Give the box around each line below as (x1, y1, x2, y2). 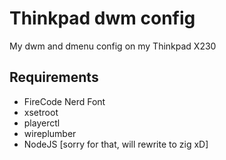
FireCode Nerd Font (23, 95, 106, 107)
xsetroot (23, 106, 59, 118)
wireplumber (23, 127, 77, 139)
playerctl (23, 117, 61, 129)
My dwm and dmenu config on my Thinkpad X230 (9, 40, 217, 52)
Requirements (9, 69, 99, 86)
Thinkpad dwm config (9, 7, 196, 30)
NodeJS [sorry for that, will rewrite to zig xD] (23, 138, 209, 150)
